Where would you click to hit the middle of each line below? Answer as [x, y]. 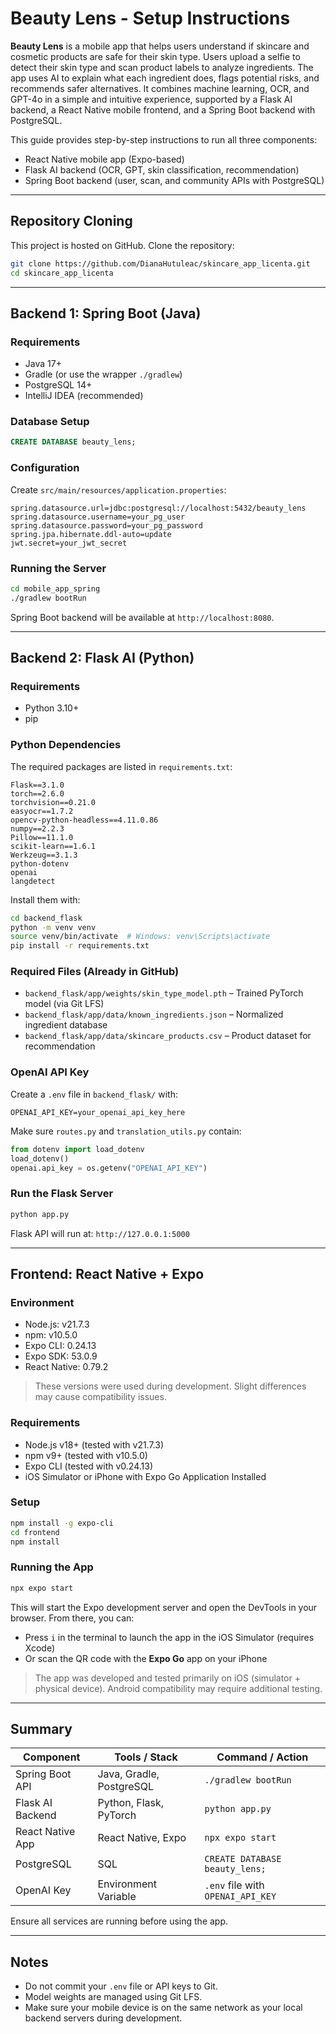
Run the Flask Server [62, 1194]
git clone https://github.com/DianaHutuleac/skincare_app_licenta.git [160, 263]
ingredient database [66, 1025]
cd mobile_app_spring [55, 588]
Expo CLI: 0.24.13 [60, 1346]
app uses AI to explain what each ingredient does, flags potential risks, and [165, 78]
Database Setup [50, 422]
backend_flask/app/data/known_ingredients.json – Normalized [154, 1014]
